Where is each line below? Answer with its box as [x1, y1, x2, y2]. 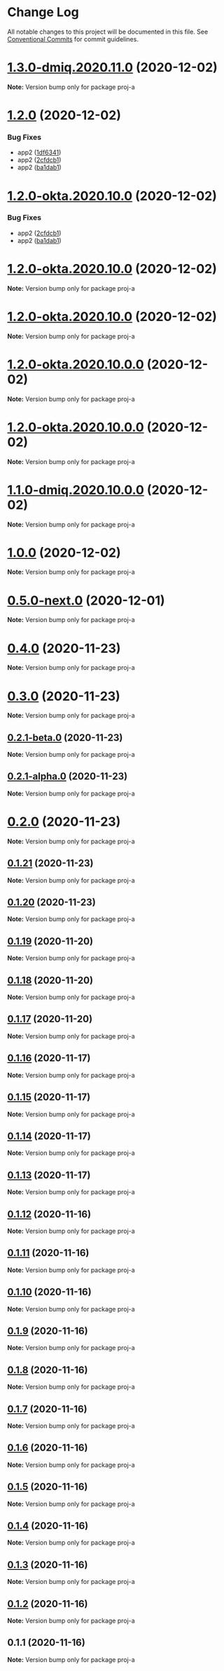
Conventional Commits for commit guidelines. [7, 34, 139, 43]
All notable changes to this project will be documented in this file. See [7, 27, 209, 36]
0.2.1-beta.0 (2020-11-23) [7, 732, 123, 744]
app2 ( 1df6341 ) [17, 148, 62, 157]
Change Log [7, 4, 79, 20]
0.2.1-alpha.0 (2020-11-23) [7, 770, 128, 783]
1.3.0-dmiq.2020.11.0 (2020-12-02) [7, 60, 218, 76]
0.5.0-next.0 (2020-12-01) [7, 593, 166, 608]
